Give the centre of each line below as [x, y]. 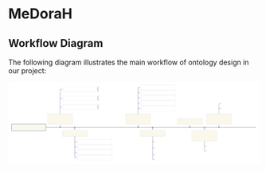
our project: [27, 71]
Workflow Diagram [56, 43]
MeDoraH [41, 14]
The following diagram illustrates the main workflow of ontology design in [129, 62]
